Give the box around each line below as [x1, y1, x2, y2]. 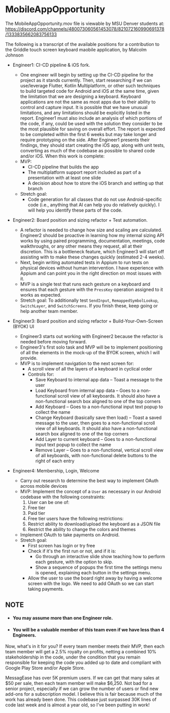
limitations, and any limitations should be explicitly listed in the [20, 110, 151, 116]
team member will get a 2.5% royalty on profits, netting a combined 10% [5, 649, 156, 655]
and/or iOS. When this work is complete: [20, 153, 105, 159]
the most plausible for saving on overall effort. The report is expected [20, 126, 165, 132]
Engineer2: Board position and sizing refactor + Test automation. [12, 217, 148, 223]
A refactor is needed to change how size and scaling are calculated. [20, 227, 162, 233]
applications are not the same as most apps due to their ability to [20, 98, 156, 105]
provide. [20, 355, 38, 361]
